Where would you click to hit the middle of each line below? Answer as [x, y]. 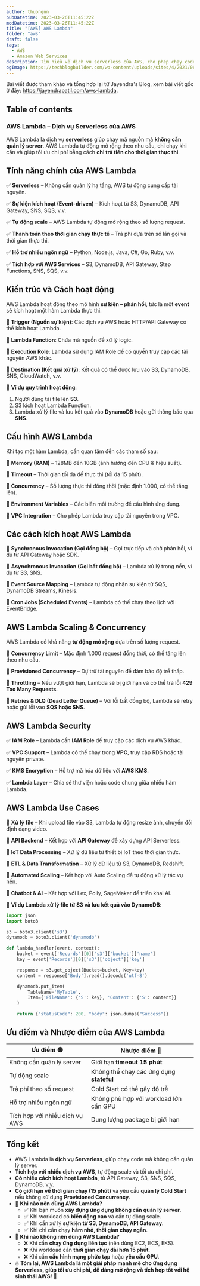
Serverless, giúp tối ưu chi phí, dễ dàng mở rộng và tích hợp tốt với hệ [102, 1270]
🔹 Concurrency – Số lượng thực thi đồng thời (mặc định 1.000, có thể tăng [97, 486]
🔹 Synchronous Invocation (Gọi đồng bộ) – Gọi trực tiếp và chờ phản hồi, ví [99, 549]
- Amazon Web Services [40, 56]
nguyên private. [25, 759]
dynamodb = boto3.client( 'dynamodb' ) [53, 938]
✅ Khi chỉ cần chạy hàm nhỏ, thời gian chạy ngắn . [85, 1230]
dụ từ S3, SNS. [24, 573]
